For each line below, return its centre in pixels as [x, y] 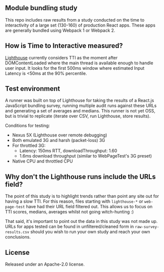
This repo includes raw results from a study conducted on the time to [75, 20]
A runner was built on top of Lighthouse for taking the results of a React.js [80, 101]
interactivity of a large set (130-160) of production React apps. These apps [80, 25]
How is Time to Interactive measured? [64, 46]
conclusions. [18, 237]
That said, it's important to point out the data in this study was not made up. [82, 221]
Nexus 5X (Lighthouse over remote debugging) [60, 135]
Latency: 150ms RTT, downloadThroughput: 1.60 [68, 151]
